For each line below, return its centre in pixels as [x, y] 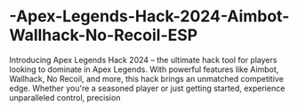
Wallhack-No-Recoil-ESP [104, 35]
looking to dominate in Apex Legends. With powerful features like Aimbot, [144, 69]
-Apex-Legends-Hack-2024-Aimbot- [149, 16]
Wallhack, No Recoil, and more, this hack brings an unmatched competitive [147, 78]
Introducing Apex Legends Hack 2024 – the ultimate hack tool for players [143, 60]
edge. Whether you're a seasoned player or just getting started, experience [147, 88]
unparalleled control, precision [65, 97]
